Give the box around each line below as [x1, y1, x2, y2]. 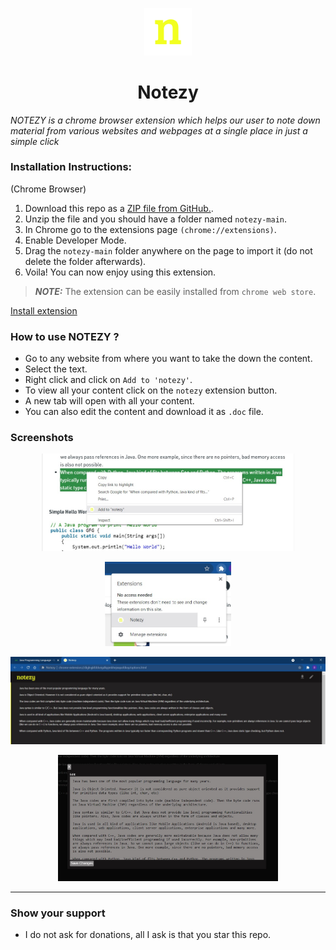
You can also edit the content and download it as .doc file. [24, 406, 264, 418]
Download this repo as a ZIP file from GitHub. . [24, 202, 214, 214]
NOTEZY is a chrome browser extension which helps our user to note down [10, 114, 321, 126]
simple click [10, 135, 60, 147]
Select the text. [24, 363, 88, 375]
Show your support [10, 906, 106, 920]
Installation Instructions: [10, 160, 133, 174]
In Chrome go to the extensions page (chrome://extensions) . [24, 223, 277, 235]
